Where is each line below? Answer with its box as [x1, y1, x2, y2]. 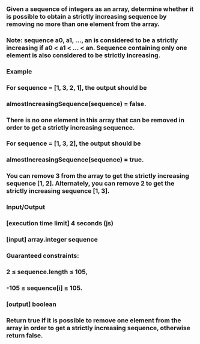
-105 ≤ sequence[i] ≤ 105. [6, 284, 83, 292]
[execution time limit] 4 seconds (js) [6, 219, 114, 228]
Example [6, 67, 32, 75]
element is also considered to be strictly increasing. [6, 51, 161, 59]
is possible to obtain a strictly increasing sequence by [6, 12, 167, 20]
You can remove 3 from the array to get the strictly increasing [6, 172, 189, 180]
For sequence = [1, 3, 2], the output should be [6, 139, 141, 148]
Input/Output [6, 203, 45, 211]
